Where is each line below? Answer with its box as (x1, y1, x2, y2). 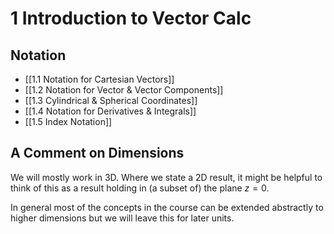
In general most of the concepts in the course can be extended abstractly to (10, 201, 324, 213)
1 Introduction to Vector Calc (10, 7, 252, 30)
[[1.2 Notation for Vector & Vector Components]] (24, 84, 224, 96)
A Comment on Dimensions (10, 145, 185, 162)
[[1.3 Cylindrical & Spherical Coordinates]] (24, 95, 198, 106)
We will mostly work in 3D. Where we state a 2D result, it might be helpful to (10, 171, 323, 183)
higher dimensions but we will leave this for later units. (10, 212, 235, 224)
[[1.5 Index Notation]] (24, 116, 113, 127)
